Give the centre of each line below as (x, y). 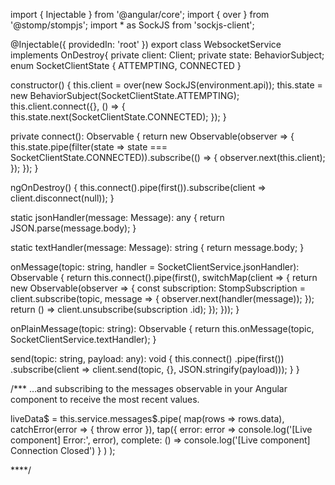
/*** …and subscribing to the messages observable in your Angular (149, 388)
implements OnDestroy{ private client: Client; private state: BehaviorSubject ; (167, 55)
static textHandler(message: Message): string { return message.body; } (157, 247)
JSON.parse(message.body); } (73, 228)
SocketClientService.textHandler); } (83, 339)
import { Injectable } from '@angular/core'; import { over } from (140, 14)
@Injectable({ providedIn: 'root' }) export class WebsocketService (146, 44)
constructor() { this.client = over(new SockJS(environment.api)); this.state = (166, 85)
